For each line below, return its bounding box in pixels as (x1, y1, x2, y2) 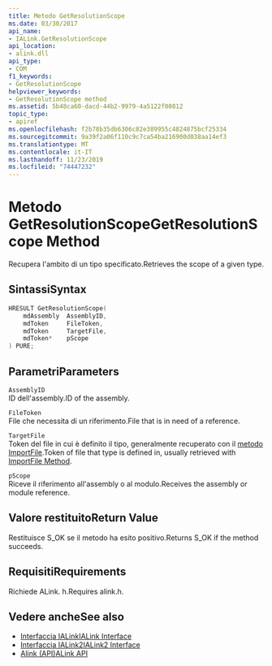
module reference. (8, 487, 71, 497)
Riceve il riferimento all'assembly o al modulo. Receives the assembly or (8, 478, 248, 488)
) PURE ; (8, 342, 35, 350)
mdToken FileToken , (23, 319, 104, 327)
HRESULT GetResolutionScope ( (8, 304, 107, 313)
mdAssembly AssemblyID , (23, 312, 107, 320)
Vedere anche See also (8, 610, 124, 624)
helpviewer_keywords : (8, 87, 82, 96)
